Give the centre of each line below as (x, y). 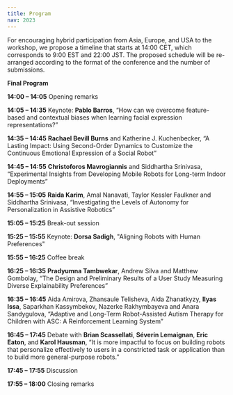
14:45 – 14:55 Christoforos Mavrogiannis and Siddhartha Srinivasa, (105, 166)
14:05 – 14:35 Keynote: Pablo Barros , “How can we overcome (96, 110)
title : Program (29, 14)
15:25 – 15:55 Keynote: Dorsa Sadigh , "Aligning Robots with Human (104, 236)
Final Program (28, 83)
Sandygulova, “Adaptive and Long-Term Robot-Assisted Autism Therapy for (115, 314)
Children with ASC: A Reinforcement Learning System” (85, 321)
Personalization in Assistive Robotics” (61, 209)
